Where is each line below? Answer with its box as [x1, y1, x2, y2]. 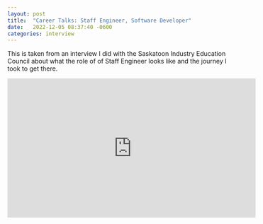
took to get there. [7, 64, 58, 73]
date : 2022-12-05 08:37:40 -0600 [7, 23, 113, 30]
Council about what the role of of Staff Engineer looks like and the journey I [7, 57, 227, 66]
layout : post [7, 10, 46, 18]
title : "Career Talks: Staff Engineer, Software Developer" [7, 17, 192, 24]
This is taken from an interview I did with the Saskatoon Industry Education [7, 49, 226, 58]
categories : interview [7, 30, 74, 37]
